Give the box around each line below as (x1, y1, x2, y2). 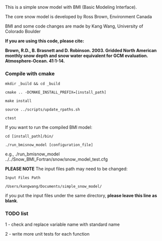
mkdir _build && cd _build (5, 81, 60, 87)
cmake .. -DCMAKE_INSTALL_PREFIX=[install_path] (5, 90, 107, 95)
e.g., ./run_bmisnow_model (5, 151, 60, 157)
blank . (5, 198, 18, 204)
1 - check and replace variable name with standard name (5, 221, 120, 227)
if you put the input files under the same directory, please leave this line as (5, 193, 157, 199)
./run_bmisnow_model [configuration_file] (5, 143, 93, 148)
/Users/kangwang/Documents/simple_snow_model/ (5, 184, 102, 189)
